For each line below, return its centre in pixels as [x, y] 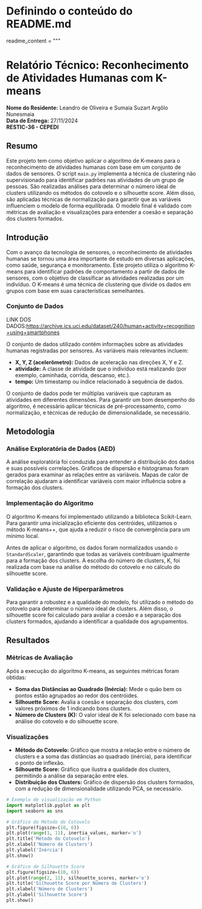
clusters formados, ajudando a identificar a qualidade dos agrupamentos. [97, 622]
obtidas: [16, 677]
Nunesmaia [21, 114]
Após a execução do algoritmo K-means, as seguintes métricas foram [93, 671]
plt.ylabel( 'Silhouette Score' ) [47, 895]
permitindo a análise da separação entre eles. [72, 776]
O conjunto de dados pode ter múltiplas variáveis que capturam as [89, 393]
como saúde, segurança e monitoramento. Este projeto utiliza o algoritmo [97, 265]
